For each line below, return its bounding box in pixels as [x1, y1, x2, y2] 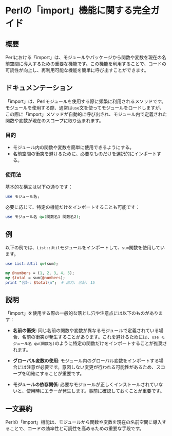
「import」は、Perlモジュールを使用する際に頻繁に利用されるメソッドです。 [5, 98, 166, 104]
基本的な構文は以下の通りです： [5, 184, 73, 190]
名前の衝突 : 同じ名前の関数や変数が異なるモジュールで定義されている [12, 328, 159, 334]
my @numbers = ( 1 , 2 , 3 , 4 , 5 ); [5, 270, 74, 276]
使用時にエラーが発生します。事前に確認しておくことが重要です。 [26, 388, 165, 394]
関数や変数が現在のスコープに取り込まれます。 [5, 117, 104, 123]
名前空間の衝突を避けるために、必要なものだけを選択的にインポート [12, 151, 157, 157]
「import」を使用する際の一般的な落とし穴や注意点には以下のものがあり [5, 310, 159, 316]
